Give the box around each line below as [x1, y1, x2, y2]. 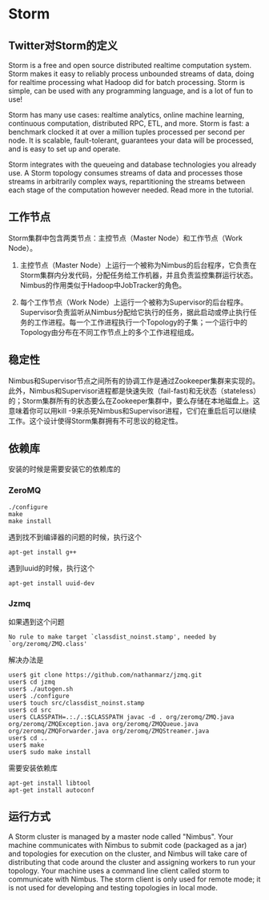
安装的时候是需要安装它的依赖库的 [8, 464, 121, 474]
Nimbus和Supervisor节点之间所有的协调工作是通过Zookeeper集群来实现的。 [8, 376, 260, 385]
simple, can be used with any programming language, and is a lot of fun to [8, 86, 254, 95]
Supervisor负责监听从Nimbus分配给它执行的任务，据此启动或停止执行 [19, 307, 251, 317]
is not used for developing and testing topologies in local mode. [8, 882, 218, 892]
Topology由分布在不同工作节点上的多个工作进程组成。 [19, 327, 199, 337]
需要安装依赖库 [8, 763, 58, 773]
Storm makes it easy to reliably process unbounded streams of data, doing [8, 69, 255, 79]
